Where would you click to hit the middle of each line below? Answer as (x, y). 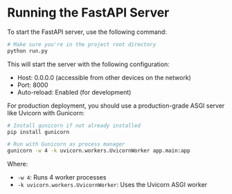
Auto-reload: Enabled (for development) (74, 92)
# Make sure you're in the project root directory (82, 44)
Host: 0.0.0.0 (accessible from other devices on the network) (104, 77)
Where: (18, 164)
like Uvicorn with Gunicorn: (46, 113)
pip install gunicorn (38, 132)
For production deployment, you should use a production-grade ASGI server (116, 106)
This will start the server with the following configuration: (88, 64)
